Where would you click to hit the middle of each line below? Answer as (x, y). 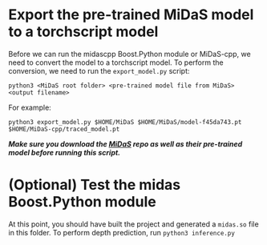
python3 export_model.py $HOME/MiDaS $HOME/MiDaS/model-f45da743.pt (125, 122)
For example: (30, 107)
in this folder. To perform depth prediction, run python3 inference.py (121, 232)
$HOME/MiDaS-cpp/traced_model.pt (64, 129)
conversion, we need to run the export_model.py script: (99, 70)
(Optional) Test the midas (95, 185)
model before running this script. (65, 152)
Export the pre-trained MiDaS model (131, 15)
